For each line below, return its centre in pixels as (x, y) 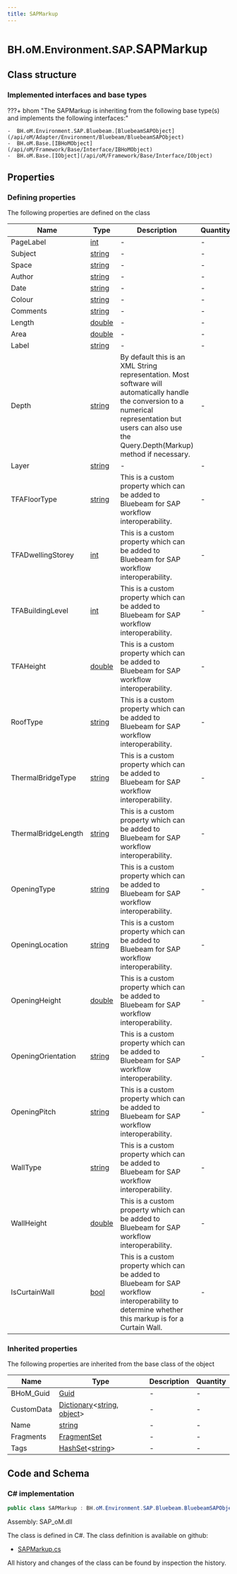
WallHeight (29, 1223)
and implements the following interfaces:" (68, 118)
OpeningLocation (39, 945)
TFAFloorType (34, 499)
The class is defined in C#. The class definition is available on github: (108, 1536)
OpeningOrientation (43, 1056)
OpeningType (33, 890)
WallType (26, 1167)
